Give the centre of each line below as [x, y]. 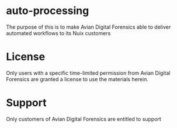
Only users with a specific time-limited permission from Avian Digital [88, 73]
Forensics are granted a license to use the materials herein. [77, 79]
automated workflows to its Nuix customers [58, 33]
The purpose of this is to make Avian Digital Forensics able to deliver [88, 27]
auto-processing [48, 11]
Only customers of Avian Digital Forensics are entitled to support [84, 119]
